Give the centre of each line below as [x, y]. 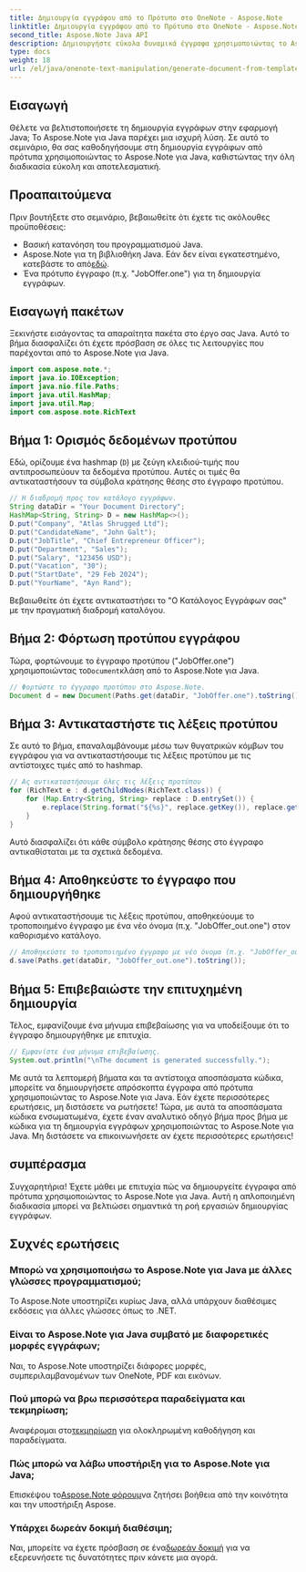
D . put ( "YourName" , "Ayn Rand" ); [71, 583]
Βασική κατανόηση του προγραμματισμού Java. [112, 244]
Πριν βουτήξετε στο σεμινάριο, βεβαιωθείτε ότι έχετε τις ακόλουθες [140, 217]
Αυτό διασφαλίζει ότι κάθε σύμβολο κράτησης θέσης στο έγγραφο [137, 842]
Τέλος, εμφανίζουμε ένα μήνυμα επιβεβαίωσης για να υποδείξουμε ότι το [149, 1025]
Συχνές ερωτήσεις [65, 1243]
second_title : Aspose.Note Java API [79, 35]
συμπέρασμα [48, 1164]
